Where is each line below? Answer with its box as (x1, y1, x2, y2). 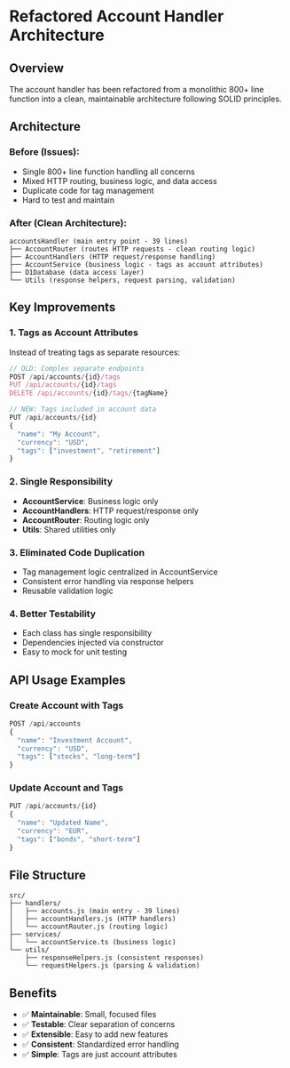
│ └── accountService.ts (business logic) (9, 938, 176, 947)
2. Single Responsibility (9, 476, 114, 488)
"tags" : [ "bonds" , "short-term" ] (17, 834, 141, 844)
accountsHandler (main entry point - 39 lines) (9, 237, 189, 245)
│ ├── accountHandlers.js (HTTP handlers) (9, 914, 176, 924)
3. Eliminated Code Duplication (9, 546, 145, 558)
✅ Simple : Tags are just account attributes (21, 1049, 177, 1060)
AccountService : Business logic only (21, 495, 159, 506)
